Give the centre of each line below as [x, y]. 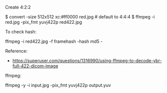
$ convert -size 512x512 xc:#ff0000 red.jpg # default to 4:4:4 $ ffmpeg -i [80, 17]
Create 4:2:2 [18, 7]
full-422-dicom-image [35, 66]
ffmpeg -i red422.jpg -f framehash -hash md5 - [54, 41]
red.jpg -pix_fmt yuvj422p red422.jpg [44, 22]
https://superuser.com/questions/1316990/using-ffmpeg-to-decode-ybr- [87, 61]
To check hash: [21, 32]
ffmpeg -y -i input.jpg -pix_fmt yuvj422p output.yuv [58, 85]
